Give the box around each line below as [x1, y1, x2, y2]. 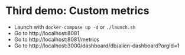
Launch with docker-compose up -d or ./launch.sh [14, 23, 136, 30]
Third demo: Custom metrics [5, 4, 150, 18]
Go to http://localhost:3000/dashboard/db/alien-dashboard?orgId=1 [14, 42, 180, 49]
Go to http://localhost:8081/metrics [14, 36, 100, 43]
